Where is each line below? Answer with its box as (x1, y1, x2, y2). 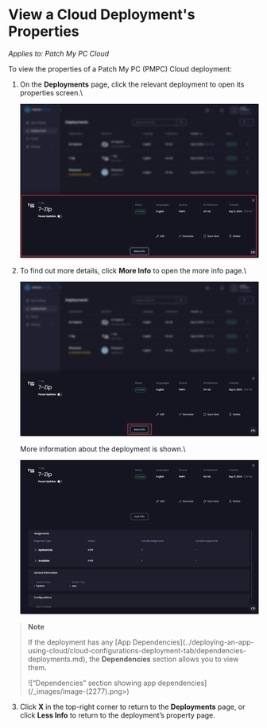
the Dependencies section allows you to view (88, 654, 239, 664)
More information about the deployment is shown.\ (19, 443, 186, 454)
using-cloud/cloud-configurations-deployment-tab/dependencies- (27, 646, 246, 656)
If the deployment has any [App (27, 637, 131, 647)
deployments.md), (27, 654, 88, 664)
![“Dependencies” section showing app (27, 678, 157, 688)
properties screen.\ (19, 87, 83, 97)
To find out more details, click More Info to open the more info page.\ (19, 266, 247, 276)
